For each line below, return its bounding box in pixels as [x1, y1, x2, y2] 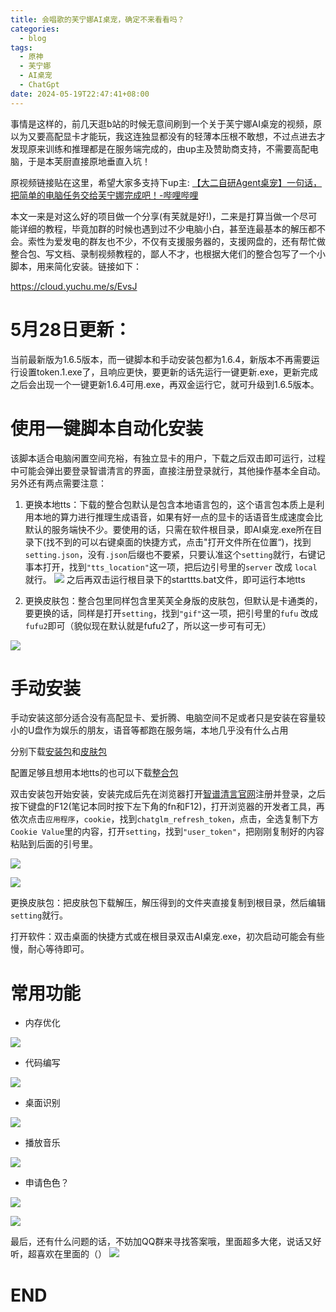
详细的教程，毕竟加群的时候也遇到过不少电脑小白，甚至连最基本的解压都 [18, 222, 317, 235]
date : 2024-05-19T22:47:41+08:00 [10, 89, 150, 99]
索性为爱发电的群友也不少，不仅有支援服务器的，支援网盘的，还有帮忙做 [27, 235, 326, 247]
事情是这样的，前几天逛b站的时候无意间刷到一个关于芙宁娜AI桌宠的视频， [10, 117, 313, 130]
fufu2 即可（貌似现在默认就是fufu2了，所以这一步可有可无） [24, 619, 272, 631]
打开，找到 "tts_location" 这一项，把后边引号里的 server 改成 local [42, 561, 318, 573]
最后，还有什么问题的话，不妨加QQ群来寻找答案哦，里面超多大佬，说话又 [10, 1236, 313, 1248]
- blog [19, 33, 47, 43]
